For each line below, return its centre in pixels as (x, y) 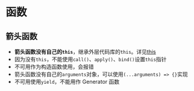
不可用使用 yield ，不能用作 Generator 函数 (67, 82)
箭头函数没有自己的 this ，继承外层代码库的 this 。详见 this (85, 52)
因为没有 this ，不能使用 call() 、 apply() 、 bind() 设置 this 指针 (90, 59)
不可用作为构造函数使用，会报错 (54, 67)
